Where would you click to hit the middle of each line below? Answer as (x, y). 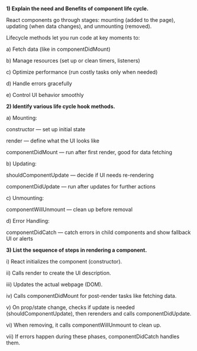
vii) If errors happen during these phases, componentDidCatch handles (93, 337)
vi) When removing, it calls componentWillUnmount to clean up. (84, 325)
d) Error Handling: (28, 221)
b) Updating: (21, 164)
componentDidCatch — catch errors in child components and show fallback (98, 232)
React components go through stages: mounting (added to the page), (91, 20)
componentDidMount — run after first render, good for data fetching (89, 152)
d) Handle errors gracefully (39, 83)
